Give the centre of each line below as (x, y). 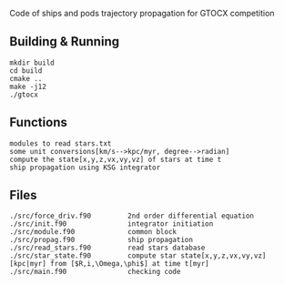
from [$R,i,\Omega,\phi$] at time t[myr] (129, 264)
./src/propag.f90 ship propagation (101, 240)
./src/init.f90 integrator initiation (112, 224)
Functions (39, 122)
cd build (26, 71)
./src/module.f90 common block (93, 232)
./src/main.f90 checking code (95, 272)
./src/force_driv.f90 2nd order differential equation (132, 216)
